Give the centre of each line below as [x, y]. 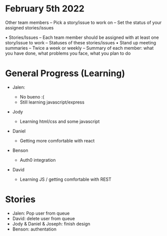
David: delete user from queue [44, 218]
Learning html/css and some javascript [60, 121]
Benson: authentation [34, 229]
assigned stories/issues [29, 27]
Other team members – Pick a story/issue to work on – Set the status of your [83, 22]
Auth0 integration [38, 160]
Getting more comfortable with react [57, 140]
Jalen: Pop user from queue [41, 213]
